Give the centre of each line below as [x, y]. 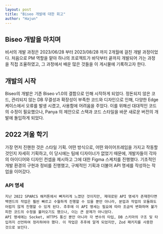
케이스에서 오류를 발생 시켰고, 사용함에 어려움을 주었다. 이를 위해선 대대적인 [76, 106]
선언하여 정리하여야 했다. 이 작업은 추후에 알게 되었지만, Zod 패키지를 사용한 [85, 222]
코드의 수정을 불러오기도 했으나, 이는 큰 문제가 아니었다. [64, 212]
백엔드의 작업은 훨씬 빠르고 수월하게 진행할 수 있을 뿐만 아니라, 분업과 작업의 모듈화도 [81, 202]
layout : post [18, 9]
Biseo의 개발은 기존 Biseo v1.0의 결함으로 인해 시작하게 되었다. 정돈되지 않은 [78, 93]
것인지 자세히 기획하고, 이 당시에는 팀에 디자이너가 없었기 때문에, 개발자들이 [76, 153]
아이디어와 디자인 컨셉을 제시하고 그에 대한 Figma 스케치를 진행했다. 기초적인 [83, 159]
